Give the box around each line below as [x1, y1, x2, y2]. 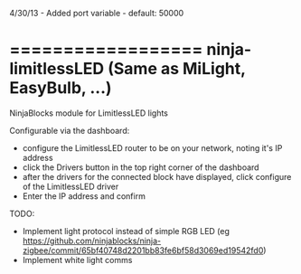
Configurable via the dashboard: [9, 125, 130, 136]
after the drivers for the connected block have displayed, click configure [22, 171, 292, 182]
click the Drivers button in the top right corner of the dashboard [22, 162, 259, 173]
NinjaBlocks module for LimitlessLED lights [9, 108, 169, 118]
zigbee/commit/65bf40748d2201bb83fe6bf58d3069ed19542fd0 [22, 244, 264, 256]
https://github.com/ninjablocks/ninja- [22, 235, 162, 246]
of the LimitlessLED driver [22, 181, 119, 192]
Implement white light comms [22, 254, 133, 265]
